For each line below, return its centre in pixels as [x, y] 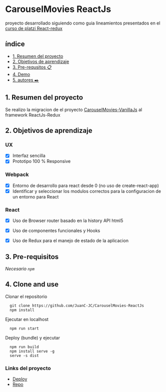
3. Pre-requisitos [32, 257]
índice [15, 44]
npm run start [24, 328]
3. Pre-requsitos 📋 [32, 67]
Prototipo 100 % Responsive [41, 161]
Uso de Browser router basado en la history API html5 [68, 220]
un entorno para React [35, 196]
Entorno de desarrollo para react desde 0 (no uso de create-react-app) [85, 185]
